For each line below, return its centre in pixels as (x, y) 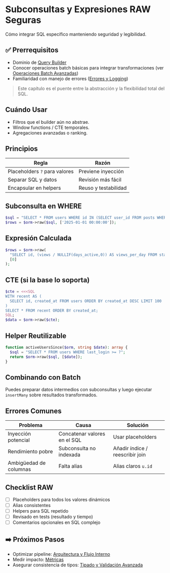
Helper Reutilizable (36, 336)
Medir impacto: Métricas (38, 560)
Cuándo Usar (26, 110)
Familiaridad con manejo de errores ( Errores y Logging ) (70, 78)
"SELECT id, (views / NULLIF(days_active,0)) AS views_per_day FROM (83, 255)
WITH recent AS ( (24, 296)
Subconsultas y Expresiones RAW (78, 9)
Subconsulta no (77, 449)
